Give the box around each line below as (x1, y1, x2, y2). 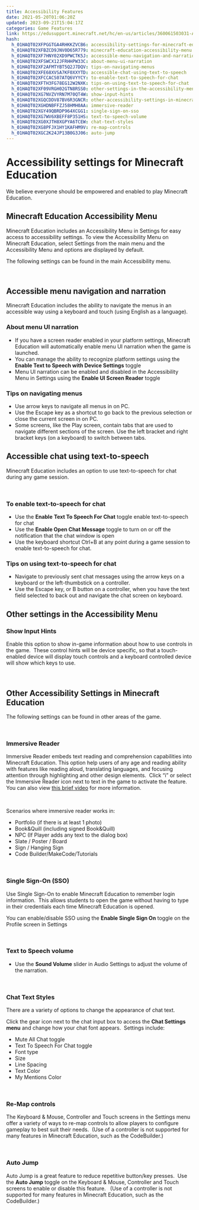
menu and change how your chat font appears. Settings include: (6, 1024, 165, 1031)
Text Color (14, 1068, 40, 1075)
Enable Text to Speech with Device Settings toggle (14, 361, 141, 369)
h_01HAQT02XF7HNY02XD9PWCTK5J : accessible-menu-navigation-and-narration (11, 53, 197, 59)
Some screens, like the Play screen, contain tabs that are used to (14, 422, 174, 429)
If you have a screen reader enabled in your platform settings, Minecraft (14, 336, 191, 344)
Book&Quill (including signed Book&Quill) (14, 825, 115, 833)
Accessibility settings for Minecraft (6, 155, 184, 169)
